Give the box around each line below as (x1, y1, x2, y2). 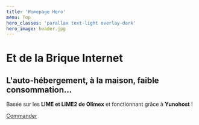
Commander (6, 112, 37, 120)
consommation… (6, 85, 72, 95)
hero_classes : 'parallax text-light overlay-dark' (6, 20, 136, 26)
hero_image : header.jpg (6, 25, 66, 32)
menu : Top (6, 14, 31, 20)
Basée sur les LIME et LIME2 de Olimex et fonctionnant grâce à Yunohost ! (6, 100, 193, 108)
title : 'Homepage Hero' (6, 8, 66, 15)
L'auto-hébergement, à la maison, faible (6, 75, 159, 85)
